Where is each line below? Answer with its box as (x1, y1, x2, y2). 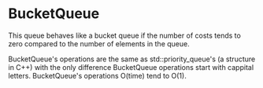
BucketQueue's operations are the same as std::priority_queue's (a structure (8, 54, 256, 64)
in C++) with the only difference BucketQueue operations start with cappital (8, 62, 254, 71)
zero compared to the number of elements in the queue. (8, 38, 191, 48)
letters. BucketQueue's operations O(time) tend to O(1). (8, 71, 187, 80)
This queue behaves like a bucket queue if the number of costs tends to (8, 31, 242, 40)
